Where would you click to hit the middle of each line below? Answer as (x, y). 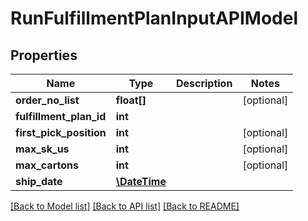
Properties (44, 55)
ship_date (39, 181)
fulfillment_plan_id (61, 116)
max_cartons (47, 165)
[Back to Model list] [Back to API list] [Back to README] (125, 206)
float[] (131, 100)
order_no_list (47, 100)
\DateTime (141, 181)
